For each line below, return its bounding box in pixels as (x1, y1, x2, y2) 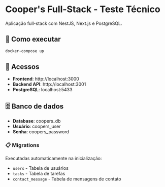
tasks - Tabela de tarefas (12, 170, 65, 176)
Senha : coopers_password (12, 129, 70, 135)
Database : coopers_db (12, 118, 61, 124)
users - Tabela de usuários (12, 165, 69, 171)
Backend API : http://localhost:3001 (12, 81, 86, 87)
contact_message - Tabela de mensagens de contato (12, 176, 121, 182)
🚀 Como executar (5, 35, 61, 44)
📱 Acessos (5, 62, 40, 71)
